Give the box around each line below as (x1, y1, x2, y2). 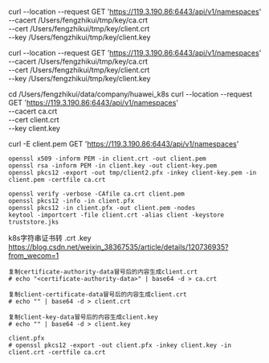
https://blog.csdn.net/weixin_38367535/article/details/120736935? (8, 242, 229, 252)
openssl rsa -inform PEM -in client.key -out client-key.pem (8, 162, 218, 170)
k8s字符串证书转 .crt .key (8, 233, 92, 242)
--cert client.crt (8, 115, 59, 124)
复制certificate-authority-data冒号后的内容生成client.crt (8, 268, 198, 276)
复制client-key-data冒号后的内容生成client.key (8, 313, 158, 321)
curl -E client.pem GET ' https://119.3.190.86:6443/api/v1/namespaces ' (8, 139, 239, 148)
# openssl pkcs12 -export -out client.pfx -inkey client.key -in (8, 341, 231, 349)
